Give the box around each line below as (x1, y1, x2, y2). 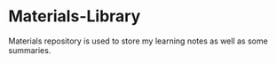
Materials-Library (8, 6, 141, 27)
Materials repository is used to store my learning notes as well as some (8, 35, 268, 46)
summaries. (8, 44, 51, 55)
